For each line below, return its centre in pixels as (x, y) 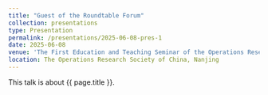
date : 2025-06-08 (37, 45)
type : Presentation (41, 30)
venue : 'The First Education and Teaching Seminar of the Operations (126, 52)
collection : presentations (53, 23)
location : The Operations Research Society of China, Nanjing (114, 60)
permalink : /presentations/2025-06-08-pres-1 (85, 38)
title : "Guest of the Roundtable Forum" (77, 15)
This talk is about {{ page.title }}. (62, 82)
